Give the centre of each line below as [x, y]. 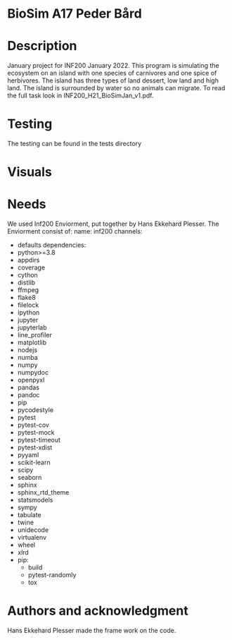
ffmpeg [28, 290]
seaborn [30, 478]
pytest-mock [36, 433]
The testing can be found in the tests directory [75, 144]
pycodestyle [36, 410]
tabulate [30, 515]
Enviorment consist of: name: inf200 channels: [75, 231]
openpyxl [31, 380]
